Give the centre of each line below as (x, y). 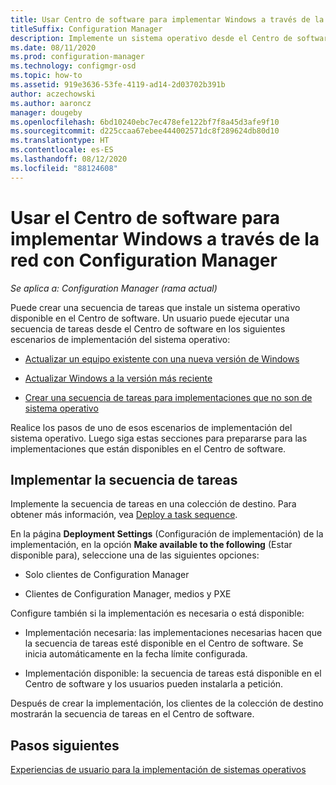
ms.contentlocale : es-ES (62, 150)
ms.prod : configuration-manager (77, 57)
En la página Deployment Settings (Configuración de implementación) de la (167, 534)
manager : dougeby (46, 112)
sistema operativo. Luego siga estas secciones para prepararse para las (159, 438)
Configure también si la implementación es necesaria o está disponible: (157, 613)
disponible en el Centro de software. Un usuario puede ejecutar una (150, 318)
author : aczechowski (53, 94)
